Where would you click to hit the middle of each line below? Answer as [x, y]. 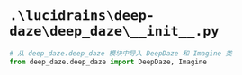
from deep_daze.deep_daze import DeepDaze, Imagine [108, 62]
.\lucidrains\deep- [82, 16]
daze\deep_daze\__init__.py [114, 32]
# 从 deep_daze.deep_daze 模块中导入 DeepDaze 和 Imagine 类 [121, 53]
